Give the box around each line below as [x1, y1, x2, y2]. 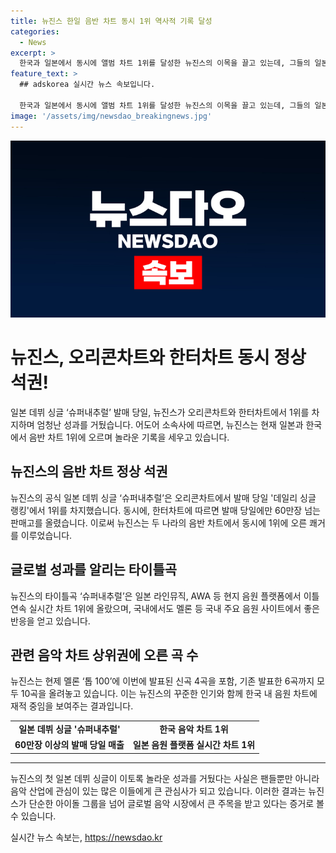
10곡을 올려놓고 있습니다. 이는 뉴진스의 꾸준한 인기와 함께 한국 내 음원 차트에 [20, 688, 318, 700]
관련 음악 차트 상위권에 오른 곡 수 [10, 646, 199, 664]
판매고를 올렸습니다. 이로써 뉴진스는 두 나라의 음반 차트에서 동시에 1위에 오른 [10, 516, 308, 529]
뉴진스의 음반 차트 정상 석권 [10, 463, 168, 480]
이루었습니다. [20, 529, 73, 541]
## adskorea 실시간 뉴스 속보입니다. [19, 80, 156, 90]
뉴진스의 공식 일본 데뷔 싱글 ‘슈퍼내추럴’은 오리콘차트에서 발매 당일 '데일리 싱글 [10, 491, 317, 504]
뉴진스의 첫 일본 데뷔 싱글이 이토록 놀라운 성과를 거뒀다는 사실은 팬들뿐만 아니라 [10, 772, 320, 784]
